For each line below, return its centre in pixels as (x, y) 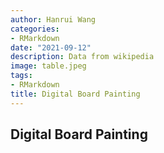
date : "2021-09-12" (51, 47)
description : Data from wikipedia (82, 57)
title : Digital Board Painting (75, 94)
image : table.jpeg (48, 66)
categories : (35, 29)
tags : (21, 76)
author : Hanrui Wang (53, 19)
